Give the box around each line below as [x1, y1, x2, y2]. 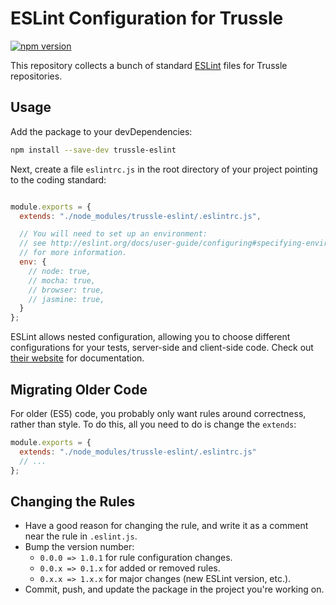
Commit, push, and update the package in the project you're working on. [24, 583, 325, 596]
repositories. [10, 70, 63, 82]
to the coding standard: [10, 173, 107, 186]
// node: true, [28, 266, 92, 276]
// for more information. [19, 248, 128, 258]
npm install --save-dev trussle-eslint [10, 145, 177, 155]
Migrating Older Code [10, 381, 148, 398]
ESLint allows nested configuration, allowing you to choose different [10, 331, 291, 343]
